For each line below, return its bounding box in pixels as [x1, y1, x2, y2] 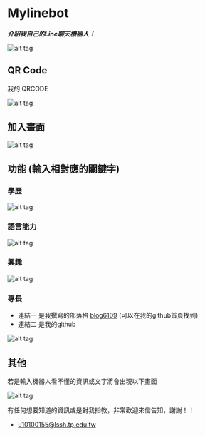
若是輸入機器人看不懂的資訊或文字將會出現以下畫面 [7, 377, 157, 385]
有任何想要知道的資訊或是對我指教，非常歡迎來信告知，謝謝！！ [7, 405, 194, 415]
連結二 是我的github [17, 320, 76, 329]
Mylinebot [7, 5, 69, 21]
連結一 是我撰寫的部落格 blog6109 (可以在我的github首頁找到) [17, 311, 199, 320]
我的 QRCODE [7, 84, 48, 93]
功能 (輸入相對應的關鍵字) [7, 163, 120, 175]
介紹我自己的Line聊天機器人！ [7, 29, 95, 38]
